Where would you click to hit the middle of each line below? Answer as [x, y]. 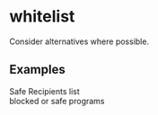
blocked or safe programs [57, 101]
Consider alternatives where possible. [79, 41]
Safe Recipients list [44, 91]
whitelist [42, 17]
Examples [37, 70]
